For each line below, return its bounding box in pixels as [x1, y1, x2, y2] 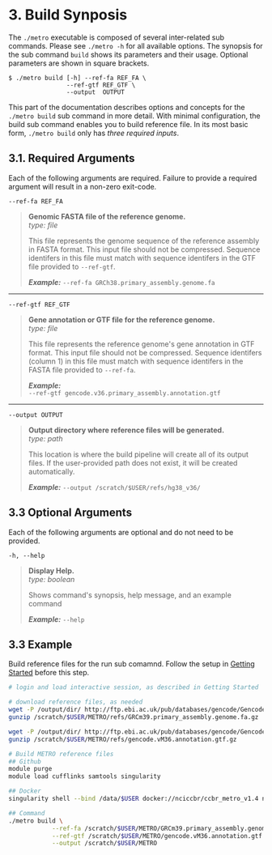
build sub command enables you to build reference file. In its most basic [8, 119, 249, 129]
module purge [8, 765, 53, 773]
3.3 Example [8, 637, 73, 651]
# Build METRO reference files [8, 750, 114, 758]
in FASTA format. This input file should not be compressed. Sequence [28, 245, 261, 254]
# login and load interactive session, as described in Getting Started [8, 683, 259, 691]
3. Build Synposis [8, 6, 128, 24]
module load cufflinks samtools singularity [8, 772, 161, 781]
